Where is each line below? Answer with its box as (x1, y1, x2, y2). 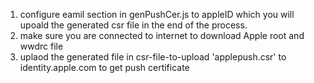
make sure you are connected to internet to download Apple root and (19, 30, 305, 41)
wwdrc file (19, 40, 64, 52)
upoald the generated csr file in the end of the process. (19, 19, 248, 31)
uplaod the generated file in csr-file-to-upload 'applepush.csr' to (19, 51, 287, 63)
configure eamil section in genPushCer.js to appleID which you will (19, 9, 295, 20)
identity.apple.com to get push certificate (19, 62, 190, 73)
